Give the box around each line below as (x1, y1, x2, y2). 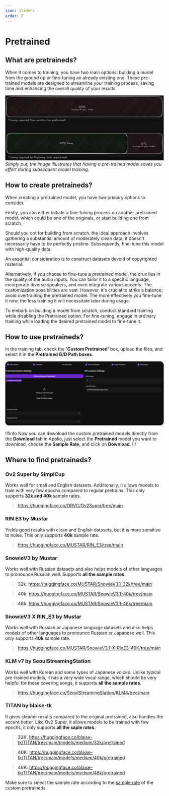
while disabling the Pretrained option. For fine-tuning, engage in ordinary (5, 313, 156, 319)
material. (5, 261, 24, 267)
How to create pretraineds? (5, 181, 93, 190)
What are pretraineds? (5, 56, 77, 65)
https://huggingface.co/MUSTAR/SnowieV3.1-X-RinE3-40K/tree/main (17, 645, 161, 651)
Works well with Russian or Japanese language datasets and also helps (5, 625, 153, 631)
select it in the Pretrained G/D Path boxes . (5, 351, 94, 357)
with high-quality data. (5, 246, 52, 252)
